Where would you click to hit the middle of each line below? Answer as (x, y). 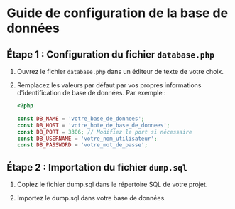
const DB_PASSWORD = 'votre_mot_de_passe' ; (82, 145)
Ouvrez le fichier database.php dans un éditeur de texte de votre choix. (120, 71)
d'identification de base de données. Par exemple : (91, 93)
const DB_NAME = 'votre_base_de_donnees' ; (81, 119)
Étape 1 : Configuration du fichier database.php (110, 54)
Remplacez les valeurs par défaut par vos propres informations (109, 85)
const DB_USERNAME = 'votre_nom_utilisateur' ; (87, 139)
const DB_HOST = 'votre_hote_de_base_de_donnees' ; (93, 125)
